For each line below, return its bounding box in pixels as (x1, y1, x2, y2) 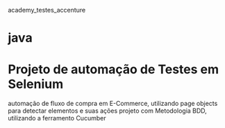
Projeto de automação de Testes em (8, 62, 219, 77)
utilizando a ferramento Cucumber (8, 114, 106, 122)
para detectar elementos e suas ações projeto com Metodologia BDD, (8, 107, 207, 115)
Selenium (8, 76, 64, 92)
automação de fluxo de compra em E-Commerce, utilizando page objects (8, 100, 218, 108)
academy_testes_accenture (8, 6, 86, 14)
